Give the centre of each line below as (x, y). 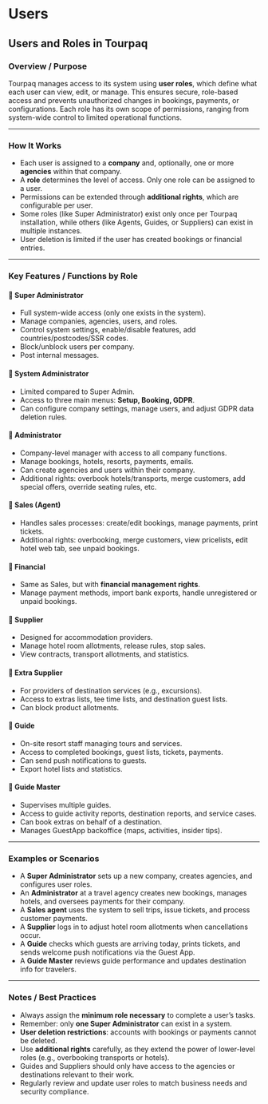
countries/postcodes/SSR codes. (74, 338)
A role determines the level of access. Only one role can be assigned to (137, 180)
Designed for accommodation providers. (86, 637)
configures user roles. (56, 884)
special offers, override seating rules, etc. (88, 486)
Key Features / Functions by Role (73, 276)
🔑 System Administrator (49, 373)
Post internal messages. (59, 355)
